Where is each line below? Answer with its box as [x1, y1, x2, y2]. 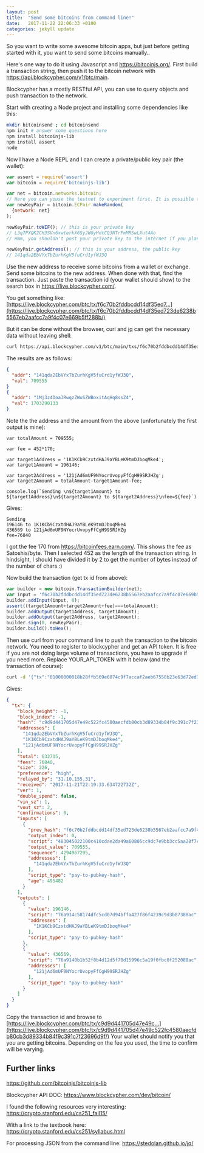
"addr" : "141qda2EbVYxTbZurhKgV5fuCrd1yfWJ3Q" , [12, 372, 135, 378]
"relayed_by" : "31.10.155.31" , [17, 776, 97, 782]
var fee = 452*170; [6, 446, 56, 452]
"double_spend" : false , [17, 793, 78, 799]
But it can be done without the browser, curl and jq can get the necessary [6, 326, 190, 333]
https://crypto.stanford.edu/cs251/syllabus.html [6, 1127, 126, 1135]
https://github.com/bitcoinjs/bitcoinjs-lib [6, 1079, 107, 1087]
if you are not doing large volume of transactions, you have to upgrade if [6, 649, 188, 657]
